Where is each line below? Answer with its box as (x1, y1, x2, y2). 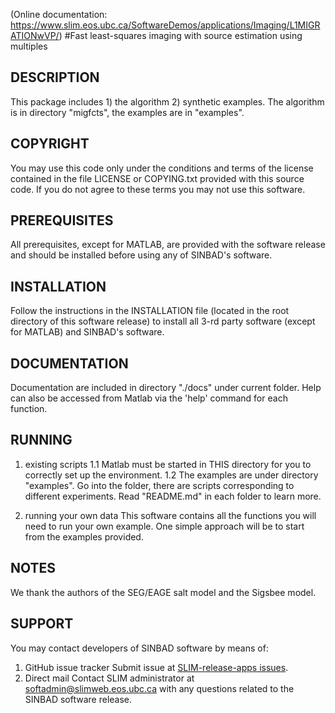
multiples (10, 40, 48, 52)
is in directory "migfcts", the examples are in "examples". (10, 106, 245, 118)
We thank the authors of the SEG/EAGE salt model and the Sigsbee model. (10, 586, 317, 598)
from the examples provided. (24, 530, 144, 543)
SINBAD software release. (24, 693, 133, 705)
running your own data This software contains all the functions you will (24, 509, 317, 521)
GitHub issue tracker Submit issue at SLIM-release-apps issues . (24, 661, 289, 673)
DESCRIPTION (10, 69, 100, 86)
